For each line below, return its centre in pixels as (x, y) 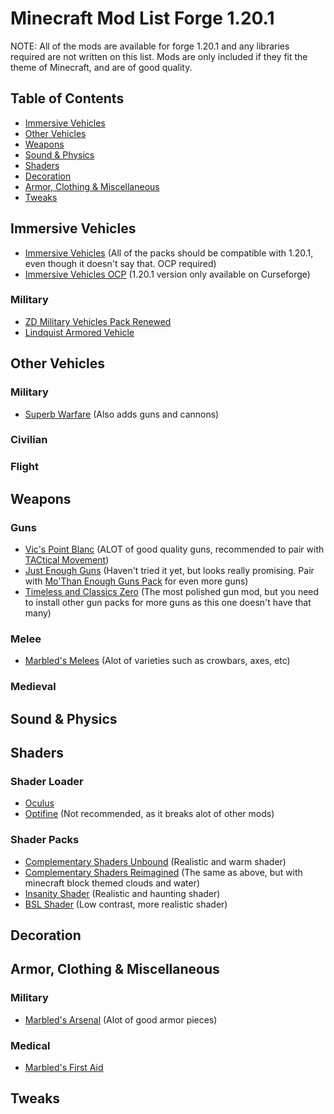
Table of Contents (67, 98)
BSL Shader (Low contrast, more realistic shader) (126, 904)
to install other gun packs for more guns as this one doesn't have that (168, 603)
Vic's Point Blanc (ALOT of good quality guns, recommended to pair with (174, 549)
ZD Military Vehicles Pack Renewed (98, 321)
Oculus (39, 803)
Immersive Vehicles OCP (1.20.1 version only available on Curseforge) (167, 274)
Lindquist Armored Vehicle (79, 332)
